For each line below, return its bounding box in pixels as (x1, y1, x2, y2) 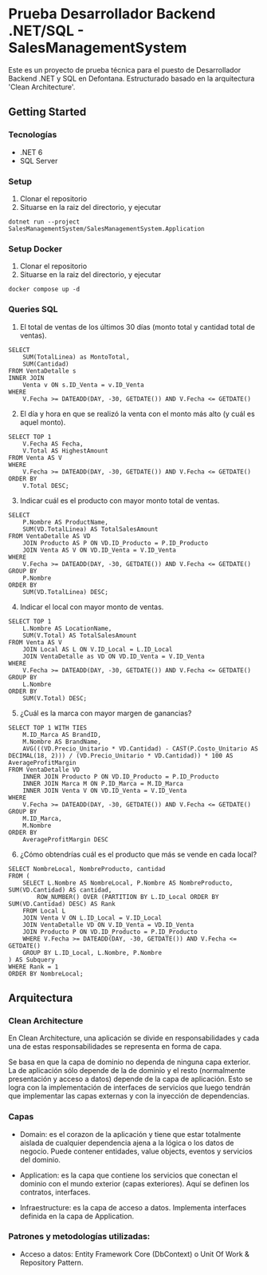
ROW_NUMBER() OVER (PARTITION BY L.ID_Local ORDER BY (37, 893, 219, 901)
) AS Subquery (8, 956, 56, 964)
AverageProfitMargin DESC (22, 835, 109, 843)
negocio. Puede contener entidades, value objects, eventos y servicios (19, 1146, 253, 1156)
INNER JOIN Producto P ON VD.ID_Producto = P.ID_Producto (22, 772, 219, 781)
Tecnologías (8, 129, 57, 141)
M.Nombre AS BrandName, (22, 738, 102, 746)
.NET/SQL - (8, 22, 84, 40)
